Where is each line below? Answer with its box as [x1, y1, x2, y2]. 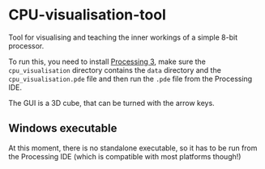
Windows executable [8, 121, 118, 135]
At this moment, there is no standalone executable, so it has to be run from [8, 143, 258, 153]
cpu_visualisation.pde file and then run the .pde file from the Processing [8, 74, 253, 83]
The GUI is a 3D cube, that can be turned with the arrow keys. [8, 98, 215, 108]
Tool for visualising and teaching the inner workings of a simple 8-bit [8, 32, 237, 42]
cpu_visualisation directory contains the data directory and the [8, 65, 221, 74]
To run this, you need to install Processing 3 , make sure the [8, 57, 207, 66]
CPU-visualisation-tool [8, 6, 166, 24]
